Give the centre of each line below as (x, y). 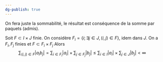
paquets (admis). (22, 28)
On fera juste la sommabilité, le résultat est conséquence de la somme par (80, 23)
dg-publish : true (23, 9)
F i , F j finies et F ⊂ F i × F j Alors (35, 45)
